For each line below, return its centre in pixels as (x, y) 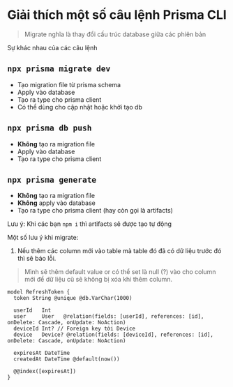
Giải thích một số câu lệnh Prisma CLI (117, 15)
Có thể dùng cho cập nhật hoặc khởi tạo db (80, 107)
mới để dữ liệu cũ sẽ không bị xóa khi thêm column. (98, 280)
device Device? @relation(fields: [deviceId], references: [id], (114, 335)
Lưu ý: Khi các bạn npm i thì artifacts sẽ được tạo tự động (90, 224)
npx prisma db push (50, 128)
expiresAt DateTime (42, 353)
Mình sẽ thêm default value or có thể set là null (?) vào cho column (120, 272)
